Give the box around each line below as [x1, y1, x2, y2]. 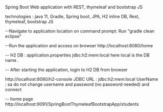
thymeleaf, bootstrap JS [5, 19, 54, 24]
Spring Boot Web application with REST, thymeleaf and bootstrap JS [5, 4, 143, 10]
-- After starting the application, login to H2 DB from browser [5, 67, 128, 73]
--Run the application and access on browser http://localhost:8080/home [5, 43, 153, 48]
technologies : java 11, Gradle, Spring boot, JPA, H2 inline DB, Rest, [5, 14, 140, 19]
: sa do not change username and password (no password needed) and [5, 81, 150, 87]
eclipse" [5, 34, 22, 39]
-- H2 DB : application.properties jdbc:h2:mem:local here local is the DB [5, 52, 150, 58]
